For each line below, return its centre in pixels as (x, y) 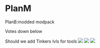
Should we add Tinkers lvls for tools (41, 41)
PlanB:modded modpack (30, 22)
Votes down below (24, 31)
